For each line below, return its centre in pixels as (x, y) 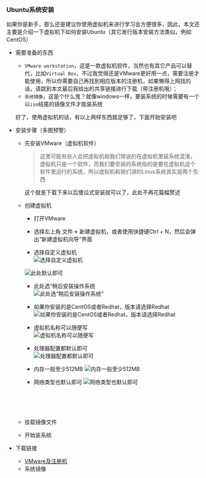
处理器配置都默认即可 (60, 348)
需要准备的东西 (34, 53)
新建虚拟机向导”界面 (67, 239)
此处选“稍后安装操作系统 (64, 286)
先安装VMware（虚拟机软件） (62, 143)
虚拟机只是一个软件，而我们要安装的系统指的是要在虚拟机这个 (118, 164)
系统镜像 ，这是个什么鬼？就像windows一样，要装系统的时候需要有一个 (112, 96)
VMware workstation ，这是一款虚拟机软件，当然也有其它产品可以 (105, 66)
